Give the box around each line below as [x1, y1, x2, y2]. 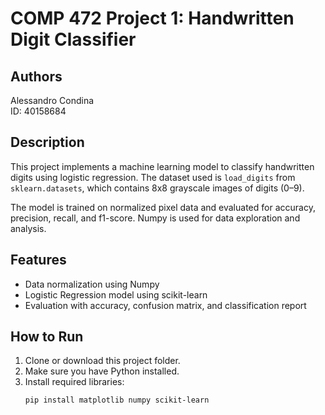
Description [10, 134, 85, 151]
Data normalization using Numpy [24, 278, 160, 290]
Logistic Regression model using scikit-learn [24, 288, 208, 301]
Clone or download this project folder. [24, 355, 181, 367]
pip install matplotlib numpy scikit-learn [24, 395, 210, 406]
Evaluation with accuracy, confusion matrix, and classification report [24, 299, 307, 311]
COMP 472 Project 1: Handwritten [10, 7, 295, 30]
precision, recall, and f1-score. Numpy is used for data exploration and [10, 212, 301, 224]
